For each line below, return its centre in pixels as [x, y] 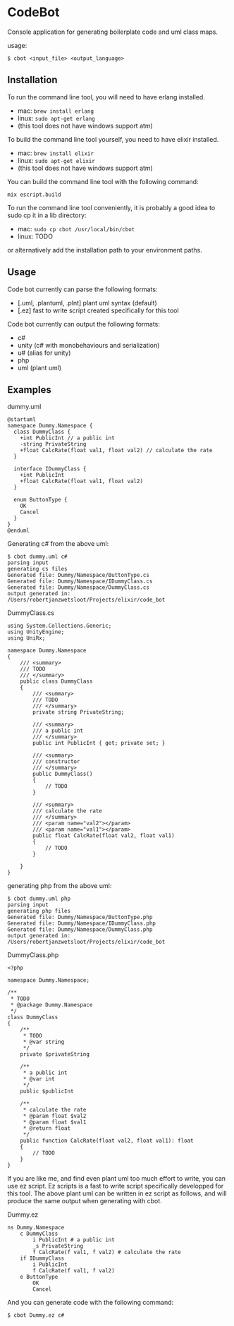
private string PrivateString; [79, 712]
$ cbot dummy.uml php [39, 899]
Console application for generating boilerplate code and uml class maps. [113, 32]
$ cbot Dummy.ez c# [36, 1315]
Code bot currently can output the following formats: [84, 324]
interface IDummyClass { [50, 469]
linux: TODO [35, 236]
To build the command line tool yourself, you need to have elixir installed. [113, 139]
